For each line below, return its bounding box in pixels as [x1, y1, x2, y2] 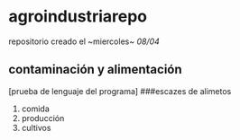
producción [21, 112, 65, 123]
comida [21, 103, 51, 114]
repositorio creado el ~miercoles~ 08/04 [8, 36, 160, 47]
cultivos [21, 122, 51, 133]
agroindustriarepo [8, 6, 148, 27]
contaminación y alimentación [8, 62, 182, 77]
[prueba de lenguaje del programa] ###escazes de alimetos [8, 85, 232, 96]
